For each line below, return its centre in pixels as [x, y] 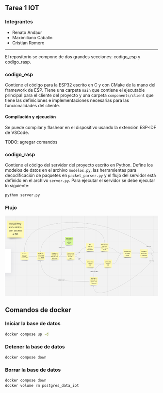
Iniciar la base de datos [33, 324]
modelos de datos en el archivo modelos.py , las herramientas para [71, 170]
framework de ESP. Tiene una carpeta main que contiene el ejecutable [75, 90]
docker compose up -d [27, 334]
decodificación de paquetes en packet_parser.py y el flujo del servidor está [81, 175]
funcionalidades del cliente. [33, 105]
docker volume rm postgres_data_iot [42, 386]
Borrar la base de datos [33, 370]
